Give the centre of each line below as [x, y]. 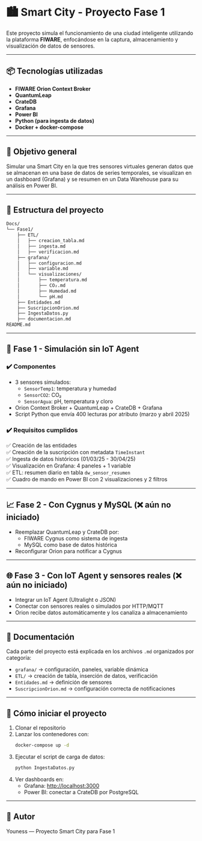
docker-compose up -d [42, 745]
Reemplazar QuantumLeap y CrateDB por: [67, 532]
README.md [19, 325]
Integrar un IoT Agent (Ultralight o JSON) [65, 599]
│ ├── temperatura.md [52, 280]
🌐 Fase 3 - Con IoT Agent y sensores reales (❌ [94, 576]
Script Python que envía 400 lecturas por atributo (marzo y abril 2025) [102, 414]
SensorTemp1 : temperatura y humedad [70, 388]
